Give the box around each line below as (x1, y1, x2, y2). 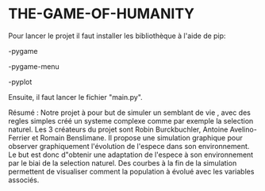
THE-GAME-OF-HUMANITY (8, 5, 195, 23)
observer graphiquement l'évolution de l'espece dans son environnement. (8, 141, 250, 151)
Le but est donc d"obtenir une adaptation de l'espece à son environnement (8, 150, 254, 159)
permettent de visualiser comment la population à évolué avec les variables (8, 166, 255, 176)
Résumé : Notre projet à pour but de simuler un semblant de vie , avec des (8, 108, 252, 117)
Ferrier (8, 132, 30, 143)
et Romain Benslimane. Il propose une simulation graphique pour (31, 132, 244, 143)
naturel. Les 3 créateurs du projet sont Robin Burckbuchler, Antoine (8, 124, 229, 134)
